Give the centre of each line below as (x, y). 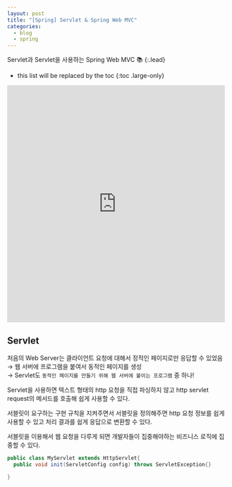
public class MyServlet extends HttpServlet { (74, 458)
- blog (23, 33)
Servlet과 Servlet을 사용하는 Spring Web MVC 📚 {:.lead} (86, 60)
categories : (24, 26)
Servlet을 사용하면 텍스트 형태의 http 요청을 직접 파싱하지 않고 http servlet (108, 390)
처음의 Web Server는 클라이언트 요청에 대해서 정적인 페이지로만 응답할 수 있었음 (115, 358)
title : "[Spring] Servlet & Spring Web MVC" (72, 20)
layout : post (26, 13)
